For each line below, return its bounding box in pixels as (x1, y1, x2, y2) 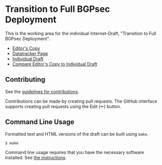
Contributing (5, 75, 45, 84)
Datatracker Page (12, 51, 48, 56)
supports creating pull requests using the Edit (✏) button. (5, 103, 121, 110)
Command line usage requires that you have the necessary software (5, 150, 144, 156)
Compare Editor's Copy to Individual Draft (12, 61, 97, 67)
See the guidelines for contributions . (5, 88, 80, 95)
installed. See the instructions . (5, 155, 67, 161)
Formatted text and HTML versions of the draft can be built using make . (5, 131, 149, 137)
